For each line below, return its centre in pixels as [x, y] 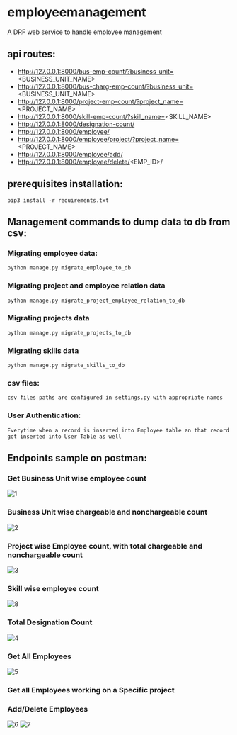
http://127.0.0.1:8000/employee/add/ [70, 154]
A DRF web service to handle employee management [85, 32]
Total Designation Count [50, 622]
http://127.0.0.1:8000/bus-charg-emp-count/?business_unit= [105, 86]
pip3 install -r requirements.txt [58, 200]
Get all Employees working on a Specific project [91, 690]
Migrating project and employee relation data [86, 286]
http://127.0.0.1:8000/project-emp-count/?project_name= [100, 101]
